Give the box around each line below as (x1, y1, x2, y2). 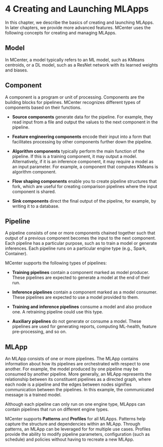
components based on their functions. (5, 104, 82, 110)
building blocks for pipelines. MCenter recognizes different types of (5, 99, 141, 105)
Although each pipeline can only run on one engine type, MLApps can (5, 401, 145, 407)
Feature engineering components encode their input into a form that (12, 134, 151, 139)
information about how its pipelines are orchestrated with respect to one (5, 361, 150, 367)
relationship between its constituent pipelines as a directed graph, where (5, 377, 151, 382)
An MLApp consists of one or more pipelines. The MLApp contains (5, 356, 139, 361)
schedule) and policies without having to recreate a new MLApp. (5, 436, 134, 443)
